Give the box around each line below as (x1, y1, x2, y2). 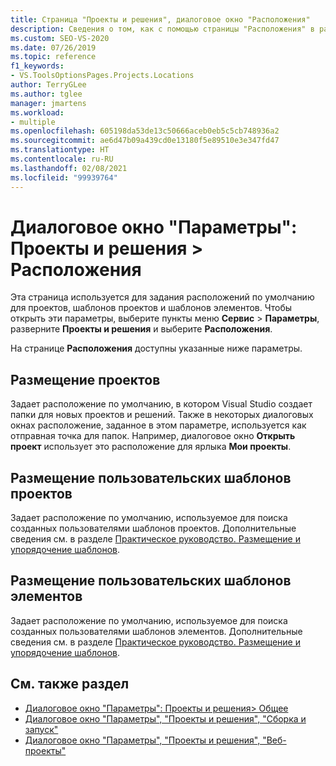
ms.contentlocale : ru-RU (10, 154, 114, 164)
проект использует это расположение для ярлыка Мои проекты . (10, 441, 292, 453)
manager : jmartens (10, 98, 87, 108)
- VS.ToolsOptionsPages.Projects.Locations (10, 71, 195, 81)
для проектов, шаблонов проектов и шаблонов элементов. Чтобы (10, 302, 293, 314)
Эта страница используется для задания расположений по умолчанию (10, 291, 315, 303)
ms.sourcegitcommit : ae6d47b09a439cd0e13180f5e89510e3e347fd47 (10, 136, 280, 146)
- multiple (10, 117, 56, 127)
